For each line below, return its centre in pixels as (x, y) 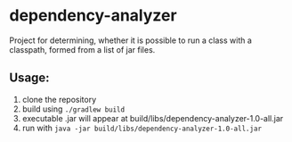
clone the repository (59, 99)
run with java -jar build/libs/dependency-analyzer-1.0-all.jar (142, 128)
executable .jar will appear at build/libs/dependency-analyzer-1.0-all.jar (153, 118)
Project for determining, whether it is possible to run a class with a (130, 40)
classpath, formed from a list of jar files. (82, 49)
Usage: (30, 78)
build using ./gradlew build (73, 109)
